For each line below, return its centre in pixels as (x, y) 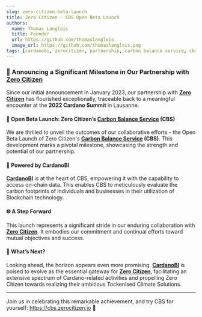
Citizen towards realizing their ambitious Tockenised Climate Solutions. (94, 284)
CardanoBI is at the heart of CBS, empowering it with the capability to (93, 178)
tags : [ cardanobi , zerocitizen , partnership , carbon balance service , (96, 51)
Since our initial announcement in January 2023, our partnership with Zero (99, 92)
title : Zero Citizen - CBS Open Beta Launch (63, 17)
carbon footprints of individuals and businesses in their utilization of (90, 191)
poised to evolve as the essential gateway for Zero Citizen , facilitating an (97, 271)
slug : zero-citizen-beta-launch (47, 12)
